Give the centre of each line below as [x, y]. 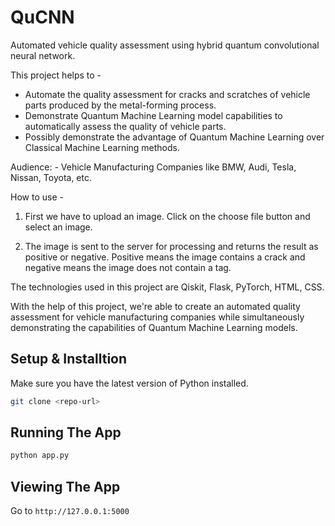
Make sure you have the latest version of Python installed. [129, 383]
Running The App [66, 432]
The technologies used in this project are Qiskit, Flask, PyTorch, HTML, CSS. [167, 287]
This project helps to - [56, 75]
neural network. [43, 55]
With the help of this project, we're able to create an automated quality [155, 306]
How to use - [37, 197]
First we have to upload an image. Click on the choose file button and [167, 216]
